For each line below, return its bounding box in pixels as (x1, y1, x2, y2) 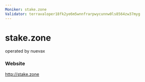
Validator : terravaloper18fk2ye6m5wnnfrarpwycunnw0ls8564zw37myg (5, 12, 140, 16)
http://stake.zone (5, 71, 39, 77)
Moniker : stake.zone (5, 7, 47, 12)
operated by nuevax (5, 48, 45, 54)
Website (5, 60, 25, 67)
